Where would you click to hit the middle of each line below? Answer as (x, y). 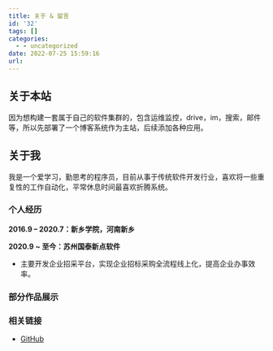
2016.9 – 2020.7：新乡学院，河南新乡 (72, 229)
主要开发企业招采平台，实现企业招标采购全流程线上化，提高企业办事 (134, 263)
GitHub (32, 339)
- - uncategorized (47, 46)
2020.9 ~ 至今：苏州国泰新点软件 (64, 246)
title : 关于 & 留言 (39, 16)
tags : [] (23, 31)
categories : (28, 39)
